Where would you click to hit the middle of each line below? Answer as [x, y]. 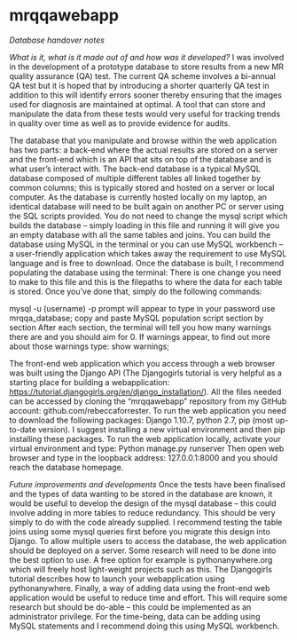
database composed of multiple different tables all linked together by [135, 178]
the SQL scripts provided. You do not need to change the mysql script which [148, 216]
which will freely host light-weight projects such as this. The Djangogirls [141, 569]
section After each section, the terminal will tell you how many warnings [141, 327]
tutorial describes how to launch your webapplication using [117, 579]
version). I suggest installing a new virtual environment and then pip [162, 429]
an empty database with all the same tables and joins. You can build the [140, 234]
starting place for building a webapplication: [90, 382]
